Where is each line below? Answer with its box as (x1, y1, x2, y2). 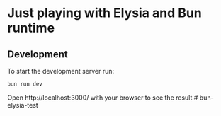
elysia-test (7, 100, 39, 109)
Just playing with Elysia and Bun (7, 5, 202, 21)
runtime (7, 20, 55, 36)
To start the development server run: (7, 67, 115, 75)
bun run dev (7, 81, 42, 88)
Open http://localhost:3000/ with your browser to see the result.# (7, 93, 198, 102)
